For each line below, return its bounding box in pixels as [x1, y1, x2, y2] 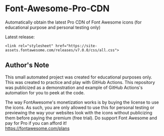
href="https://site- [55, 43, 97, 48]
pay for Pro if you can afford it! [5, 120, 67, 126]
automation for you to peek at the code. [5, 89, 85, 96]
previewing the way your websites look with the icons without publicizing [5, 109, 153, 115]
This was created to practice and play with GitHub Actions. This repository [5, 79, 155, 85]
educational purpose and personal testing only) [5, 24, 101, 30]
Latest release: [5, 34, 35, 40]
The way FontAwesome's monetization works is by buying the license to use [5, 99, 159, 105]
